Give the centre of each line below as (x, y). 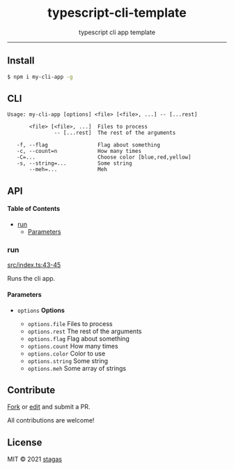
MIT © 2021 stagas (35, 460)
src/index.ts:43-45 (34, 265)
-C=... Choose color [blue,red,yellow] (104, 157)
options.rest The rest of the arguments (85, 331)
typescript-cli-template (117, 13)
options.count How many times (73, 346)
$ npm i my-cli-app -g (40, 77)
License (25, 442)
